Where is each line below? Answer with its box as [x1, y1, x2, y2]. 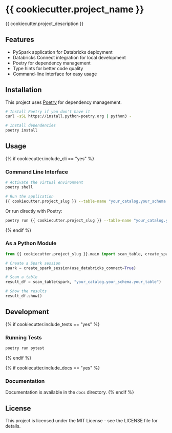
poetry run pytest [5, 345, 45, 351]
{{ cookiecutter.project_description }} [5, 20, 84, 27]
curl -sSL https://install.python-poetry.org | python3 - [5, 114, 132, 119]
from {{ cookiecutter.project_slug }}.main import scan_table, [5, 251, 143, 256]
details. [5, 423, 21, 429]
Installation [5, 85, 42, 94]
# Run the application [5, 193, 54, 199]
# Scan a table [5, 275, 38, 280]
